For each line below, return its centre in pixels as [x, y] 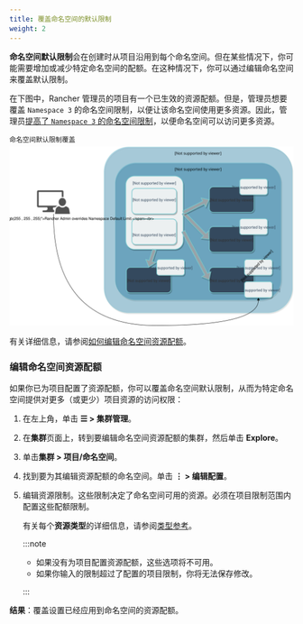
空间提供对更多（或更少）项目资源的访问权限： [96, 399]
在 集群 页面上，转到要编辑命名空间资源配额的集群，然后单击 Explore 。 [153, 438]
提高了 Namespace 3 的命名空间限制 [89, 121]
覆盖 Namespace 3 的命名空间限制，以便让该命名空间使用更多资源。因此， [144, 109]
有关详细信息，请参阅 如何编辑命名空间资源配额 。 [100, 342]
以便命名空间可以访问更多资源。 [220, 121]
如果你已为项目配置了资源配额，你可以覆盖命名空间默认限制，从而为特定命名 [151, 389]
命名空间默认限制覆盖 [42, 140]
